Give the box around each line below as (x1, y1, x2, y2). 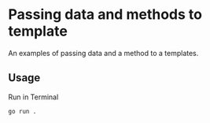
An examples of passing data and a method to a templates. (8, 48, 199, 58)
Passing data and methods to (8, 6, 203, 24)
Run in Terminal (8, 92, 59, 102)
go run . (8, 107, 37, 115)
